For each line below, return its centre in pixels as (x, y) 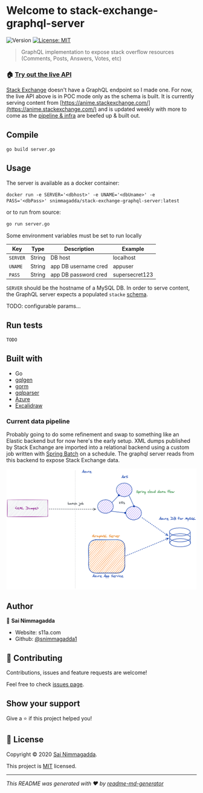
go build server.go (31, 150)
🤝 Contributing (34, 658)
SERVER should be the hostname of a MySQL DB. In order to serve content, (98, 288)
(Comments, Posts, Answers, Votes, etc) (71, 58)
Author (20, 606)
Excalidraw (29, 405)
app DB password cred (79, 274)
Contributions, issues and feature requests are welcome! (77, 672)
